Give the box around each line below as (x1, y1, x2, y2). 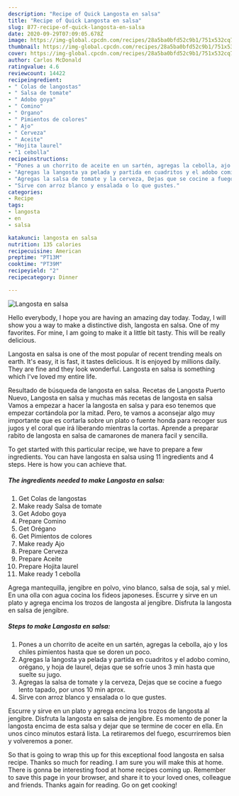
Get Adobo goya (18, 509, 67, 518)
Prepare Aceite (18, 554, 62, 563)
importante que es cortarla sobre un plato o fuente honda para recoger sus (8, 416, 228, 424)
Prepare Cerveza (18, 547, 68, 555)
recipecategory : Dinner (8, 274, 79, 281)
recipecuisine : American (8, 248, 82, 255)
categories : (8, 189, 43, 196)
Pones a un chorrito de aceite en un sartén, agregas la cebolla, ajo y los (18, 640, 228, 648)
